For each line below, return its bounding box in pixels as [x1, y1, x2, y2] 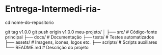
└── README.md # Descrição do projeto [5, 44, 89, 50]
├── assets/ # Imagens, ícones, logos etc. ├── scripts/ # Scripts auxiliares [5, 39, 158, 45]
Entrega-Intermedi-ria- [5, 3, 101, 15]
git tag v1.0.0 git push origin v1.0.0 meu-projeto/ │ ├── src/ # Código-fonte [5, 29, 157, 35]
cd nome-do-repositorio [5, 19, 54, 25]
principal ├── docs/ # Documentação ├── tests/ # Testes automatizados [5, 34, 154, 40]
